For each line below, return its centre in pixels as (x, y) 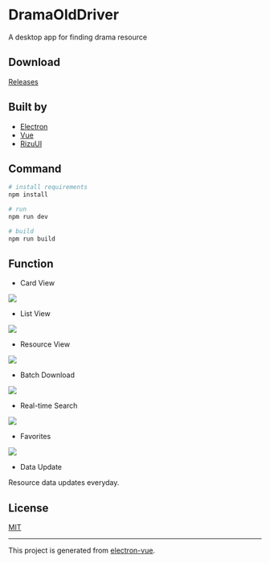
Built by (28, 107)
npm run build (32, 239)
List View (35, 314)
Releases (23, 81)
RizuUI (31, 143)
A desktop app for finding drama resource (78, 37)
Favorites (35, 437)
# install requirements (48, 187)
